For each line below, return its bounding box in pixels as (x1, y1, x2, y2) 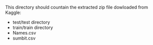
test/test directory (12, 19, 50, 25)
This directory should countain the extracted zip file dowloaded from (5, 4, 148, 10)
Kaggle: (5, 9, 22, 15)
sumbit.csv (12, 35, 36, 41)
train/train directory (12, 24, 53, 30)
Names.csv (12, 30, 36, 35)
